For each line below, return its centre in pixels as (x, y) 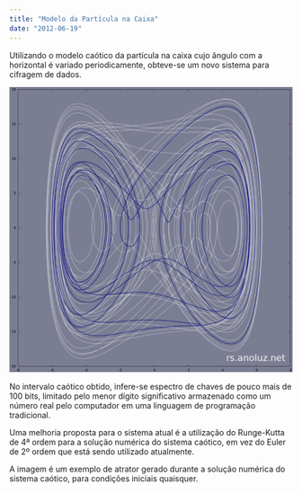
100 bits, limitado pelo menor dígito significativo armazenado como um (140, 396)
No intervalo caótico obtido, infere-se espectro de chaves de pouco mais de (151, 387)
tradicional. (30, 415)
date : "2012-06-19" (46, 28)
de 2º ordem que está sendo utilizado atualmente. (102, 452)
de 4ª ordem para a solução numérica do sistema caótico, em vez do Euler (147, 442)
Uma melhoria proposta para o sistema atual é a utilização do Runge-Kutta (147, 433)
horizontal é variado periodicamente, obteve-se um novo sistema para (139, 65)
